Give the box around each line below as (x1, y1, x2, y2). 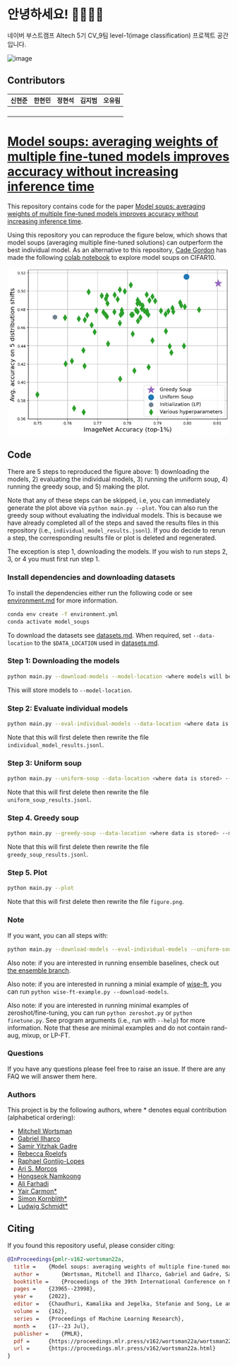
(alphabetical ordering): (7, 1113, 76, 1122)
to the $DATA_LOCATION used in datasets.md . (34, 639, 160, 647)
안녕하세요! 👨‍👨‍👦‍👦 (7, 6, 104, 23)
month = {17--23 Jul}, (13, 1322, 90, 1330)
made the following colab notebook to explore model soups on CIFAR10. (7, 253, 217, 261)
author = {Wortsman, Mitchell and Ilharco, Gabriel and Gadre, (13, 1271, 222, 1278)
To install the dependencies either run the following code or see (7, 588, 193, 597)
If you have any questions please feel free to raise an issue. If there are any (7, 1064, 226, 1073)
